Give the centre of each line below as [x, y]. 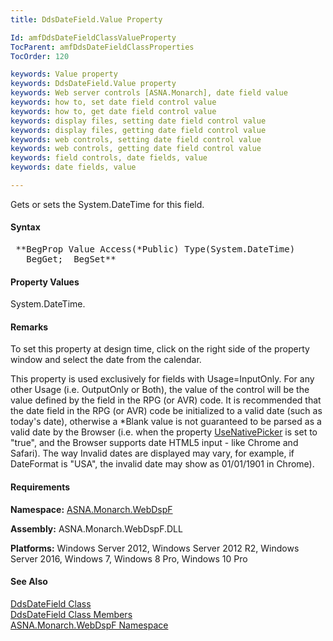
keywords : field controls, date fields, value [109, 158]
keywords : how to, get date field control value [113, 111]
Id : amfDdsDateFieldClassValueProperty [93, 37]
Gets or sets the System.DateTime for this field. [107, 204]
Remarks [29, 327]
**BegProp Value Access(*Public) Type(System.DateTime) [155, 249]
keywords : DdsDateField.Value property [93, 84]
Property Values [45, 282]
